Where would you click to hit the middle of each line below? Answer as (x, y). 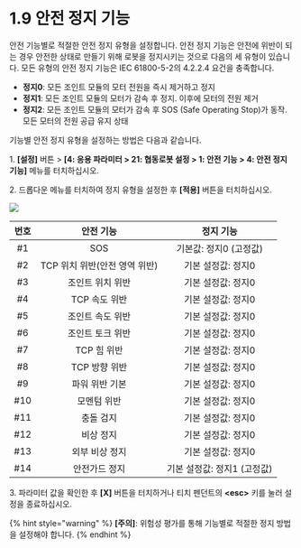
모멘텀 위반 (99, 401)
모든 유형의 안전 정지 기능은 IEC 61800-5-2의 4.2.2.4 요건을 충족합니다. (148, 68)
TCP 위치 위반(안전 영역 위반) (99, 265)
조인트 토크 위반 (99, 333)
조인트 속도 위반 (99, 316)
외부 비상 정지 (99, 451)
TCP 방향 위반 (99, 367)
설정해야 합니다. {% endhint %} (75, 534)
